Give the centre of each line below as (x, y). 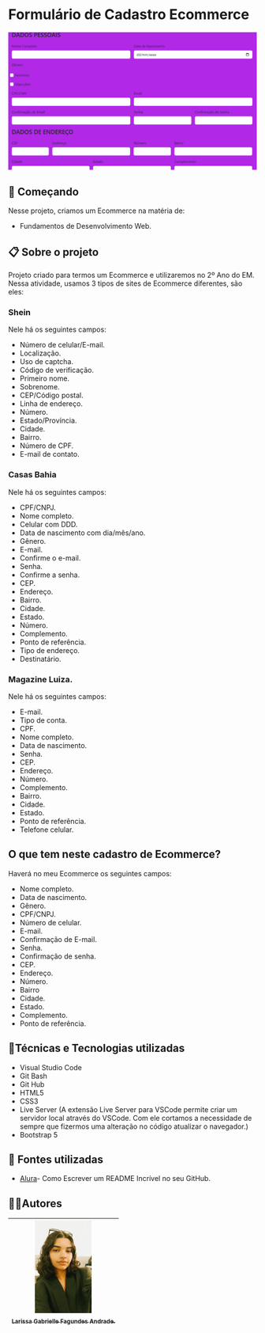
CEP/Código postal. (52, 395)
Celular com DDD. (49, 524)
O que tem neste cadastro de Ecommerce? (115, 854)
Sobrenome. (40, 387)
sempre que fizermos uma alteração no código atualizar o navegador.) (134, 1126)
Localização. (40, 353)
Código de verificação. (57, 370)
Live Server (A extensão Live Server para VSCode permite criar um (129, 1109)
